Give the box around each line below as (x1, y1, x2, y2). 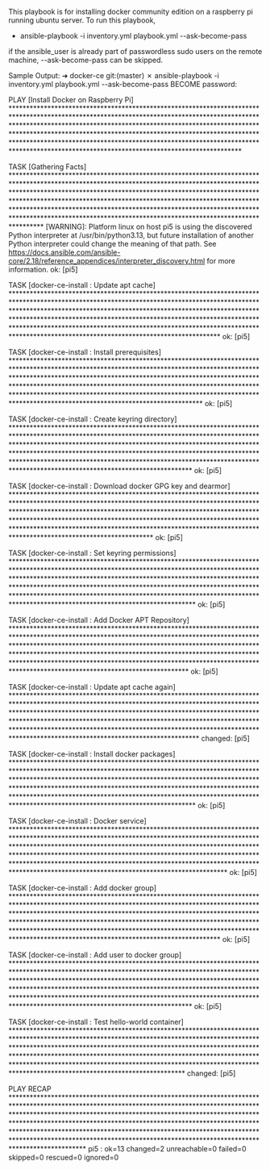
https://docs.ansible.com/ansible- (8, 247, 121, 257)
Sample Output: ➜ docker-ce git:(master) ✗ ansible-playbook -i (8, 71, 219, 80)
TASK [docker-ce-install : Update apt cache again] (8, 682, 176, 691)
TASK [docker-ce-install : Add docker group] (8, 883, 157, 893)
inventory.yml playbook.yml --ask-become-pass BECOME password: (8, 80, 238, 89)
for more (206, 256, 236, 265)
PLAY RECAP (8, 1084, 52, 1093)
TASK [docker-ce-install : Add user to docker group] (8, 950, 182, 960)
